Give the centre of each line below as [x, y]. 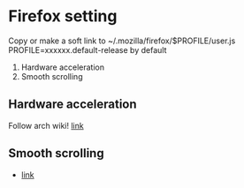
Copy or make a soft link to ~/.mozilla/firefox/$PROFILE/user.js [122, 41]
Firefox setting [63, 16]
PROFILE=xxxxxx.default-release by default [88, 49]
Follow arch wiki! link [46, 125]
